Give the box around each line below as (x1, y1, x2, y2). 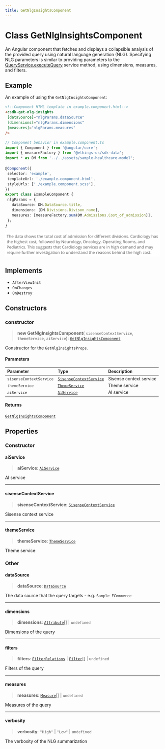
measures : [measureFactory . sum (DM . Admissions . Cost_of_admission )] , (11, 212, 153, 218)
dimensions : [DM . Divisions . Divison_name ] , (11, 207, 100, 212)
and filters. (5, 67, 27, 73)
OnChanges (12, 286, 33, 291)
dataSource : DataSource (17, 583, 66, 589)
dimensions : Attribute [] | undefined (17, 619, 91, 625)
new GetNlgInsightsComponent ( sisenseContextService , (17, 330, 134, 336)
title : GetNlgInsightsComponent (5, 8, 71, 13)
